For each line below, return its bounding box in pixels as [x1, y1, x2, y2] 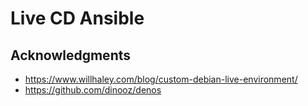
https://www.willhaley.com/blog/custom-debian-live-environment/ [24, 73, 298, 85]
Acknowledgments [10, 47, 132, 64]
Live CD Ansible [10, 7, 145, 30]
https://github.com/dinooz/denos [24, 84, 162, 96]
